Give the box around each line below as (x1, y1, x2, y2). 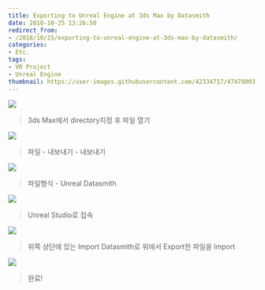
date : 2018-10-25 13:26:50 (8, 19, 97, 27)
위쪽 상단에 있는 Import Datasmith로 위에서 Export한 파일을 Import (27, 242, 236, 251)
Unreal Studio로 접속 (27, 210, 93, 220)
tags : (8, 56, 26, 64)
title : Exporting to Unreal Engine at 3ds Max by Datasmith (8, 11, 211, 20)
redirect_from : (8, 26, 58, 34)
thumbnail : (8, 77, 44, 85)
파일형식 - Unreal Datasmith (27, 179, 117, 188)
